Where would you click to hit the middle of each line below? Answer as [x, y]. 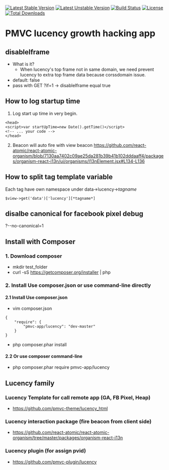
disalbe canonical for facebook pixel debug [74, 214]
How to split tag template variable [59, 177]
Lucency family [30, 383]
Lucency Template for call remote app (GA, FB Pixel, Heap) [78, 398]
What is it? [23, 64]
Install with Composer [40, 242]
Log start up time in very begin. [45, 113]
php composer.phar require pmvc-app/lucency [61, 367]
